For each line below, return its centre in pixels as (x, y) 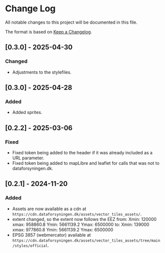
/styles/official (30, 246)
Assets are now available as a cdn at (49, 209)
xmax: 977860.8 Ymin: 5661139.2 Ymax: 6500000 (63, 229)
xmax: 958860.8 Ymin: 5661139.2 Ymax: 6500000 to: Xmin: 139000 (81, 224)
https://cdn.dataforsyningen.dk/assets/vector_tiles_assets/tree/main (86, 240)
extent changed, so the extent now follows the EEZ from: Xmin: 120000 (84, 219)
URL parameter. (28, 158)
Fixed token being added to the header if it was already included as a (82, 153)
